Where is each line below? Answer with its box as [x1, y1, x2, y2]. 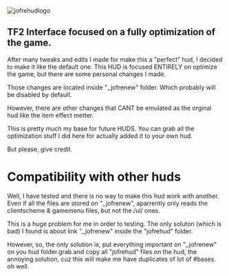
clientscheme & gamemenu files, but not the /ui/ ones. [7, 206, 160, 214]
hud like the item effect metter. [7, 111, 94, 119]
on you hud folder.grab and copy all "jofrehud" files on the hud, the [7, 247, 197, 255]
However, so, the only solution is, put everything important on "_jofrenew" [7, 240, 217, 249]
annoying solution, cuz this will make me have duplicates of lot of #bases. [7, 255, 217, 263]
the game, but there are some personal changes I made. [7, 69, 166, 78]
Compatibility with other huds [7, 169, 181, 185]
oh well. [7, 262, 30, 271]
